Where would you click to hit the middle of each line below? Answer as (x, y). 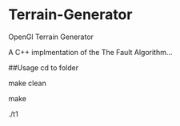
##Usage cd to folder (43, 67)
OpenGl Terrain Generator (51, 37)
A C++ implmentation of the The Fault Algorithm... (90, 52)
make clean (27, 83)
